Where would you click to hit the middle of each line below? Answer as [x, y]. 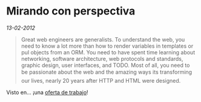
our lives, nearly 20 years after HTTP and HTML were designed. [101, 80]
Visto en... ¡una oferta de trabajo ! [48, 92]
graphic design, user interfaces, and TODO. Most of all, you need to [105, 65]
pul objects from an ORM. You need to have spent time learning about [108, 52]
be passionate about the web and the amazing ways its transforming [107, 72]
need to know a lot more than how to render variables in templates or [107, 46]
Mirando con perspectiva [71, 11]
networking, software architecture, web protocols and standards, [102, 59]
